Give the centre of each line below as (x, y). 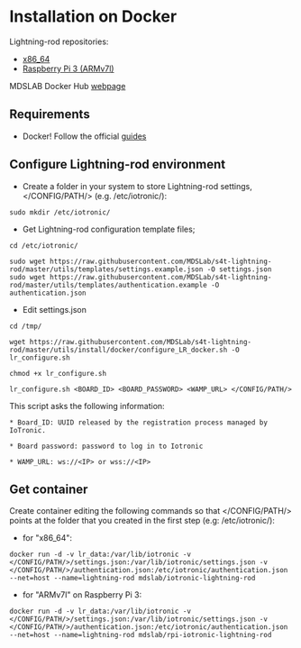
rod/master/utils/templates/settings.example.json (106, 269)
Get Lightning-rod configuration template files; (109, 229)
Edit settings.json (55, 309)
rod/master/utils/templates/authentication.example (108, 285)
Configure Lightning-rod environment (118, 164)
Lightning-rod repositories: (59, 41)
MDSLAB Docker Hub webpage (68, 86)
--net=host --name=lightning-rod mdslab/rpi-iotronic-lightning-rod (141, 635)
